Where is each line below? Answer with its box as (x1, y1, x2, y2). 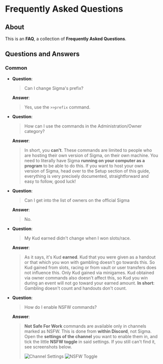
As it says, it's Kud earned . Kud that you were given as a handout (24, 254, 156, 260)
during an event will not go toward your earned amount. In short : (24, 280, 155, 286)
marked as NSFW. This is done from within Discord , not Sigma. (24, 328, 152, 334)
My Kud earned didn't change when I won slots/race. (24, 235, 131, 241)
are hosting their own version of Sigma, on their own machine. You (24, 152, 159, 158)
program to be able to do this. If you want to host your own (24, 163, 143, 169)
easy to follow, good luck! (24, 178, 76, 184)
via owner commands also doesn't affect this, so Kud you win (24, 275, 148, 280)
